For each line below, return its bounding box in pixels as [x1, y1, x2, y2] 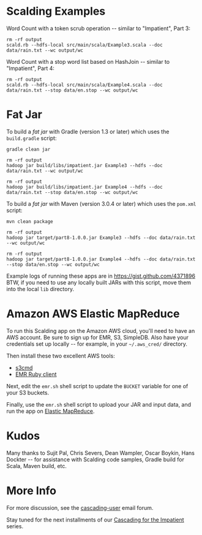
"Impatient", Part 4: [6, 64, 55, 72]
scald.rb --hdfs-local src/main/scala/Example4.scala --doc [6, 82, 163, 88]
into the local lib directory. [6, 285, 75, 292]
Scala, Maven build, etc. [6, 462, 67, 469]
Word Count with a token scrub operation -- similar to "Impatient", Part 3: [6, 25, 191, 32]
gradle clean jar [6, 146, 51, 152]
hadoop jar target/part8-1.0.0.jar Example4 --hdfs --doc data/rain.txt [6, 256, 196, 262]
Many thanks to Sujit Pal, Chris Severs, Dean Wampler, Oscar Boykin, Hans [6, 449, 195, 456]
